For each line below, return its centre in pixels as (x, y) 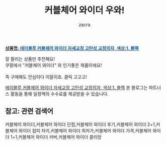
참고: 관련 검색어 (29, 111)
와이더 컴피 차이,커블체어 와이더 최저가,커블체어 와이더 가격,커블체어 (85, 130)
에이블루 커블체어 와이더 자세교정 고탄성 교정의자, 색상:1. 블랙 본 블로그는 (76, 87)
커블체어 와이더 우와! (85, 10)
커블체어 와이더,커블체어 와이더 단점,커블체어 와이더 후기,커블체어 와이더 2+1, (81, 124)
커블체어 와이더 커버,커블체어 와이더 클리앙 (60, 137)
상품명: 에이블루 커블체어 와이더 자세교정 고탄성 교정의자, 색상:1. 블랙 (72, 48)
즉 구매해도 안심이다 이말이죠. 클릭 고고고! (46, 77)
